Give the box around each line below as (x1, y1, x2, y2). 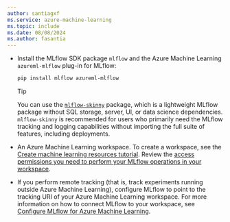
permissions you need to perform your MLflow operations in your (16, 158, 202, 165)
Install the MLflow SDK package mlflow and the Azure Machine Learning (16, 54, 222, 62)
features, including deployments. (16, 129, 111, 138)
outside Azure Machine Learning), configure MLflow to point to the (16, 186, 206, 193)
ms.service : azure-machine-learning (7, 16, 112, 23)
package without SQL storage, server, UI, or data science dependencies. (16, 108, 223, 116)
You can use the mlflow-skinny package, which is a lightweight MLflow (16, 101, 218, 108)
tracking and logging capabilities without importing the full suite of (16, 123, 205, 130)
